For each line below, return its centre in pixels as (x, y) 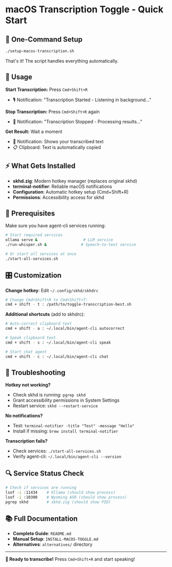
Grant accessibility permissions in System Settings (66, 400)
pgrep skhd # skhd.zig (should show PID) (58, 502)
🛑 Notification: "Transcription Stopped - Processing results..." (77, 121)
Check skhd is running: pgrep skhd (49, 395)
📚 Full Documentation (41, 519)
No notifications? (24, 416)
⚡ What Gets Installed (40, 166)
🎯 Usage (19, 77)
